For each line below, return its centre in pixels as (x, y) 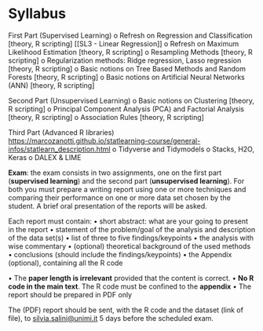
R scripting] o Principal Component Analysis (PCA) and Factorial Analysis (126, 109)
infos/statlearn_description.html (60, 149)
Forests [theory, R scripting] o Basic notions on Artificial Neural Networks (126, 77)
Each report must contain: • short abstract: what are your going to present (128, 221)
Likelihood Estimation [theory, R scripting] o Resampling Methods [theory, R (130, 52)
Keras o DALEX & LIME (45, 157)
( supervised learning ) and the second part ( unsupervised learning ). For (126, 180)
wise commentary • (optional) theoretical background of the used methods (130, 246)
